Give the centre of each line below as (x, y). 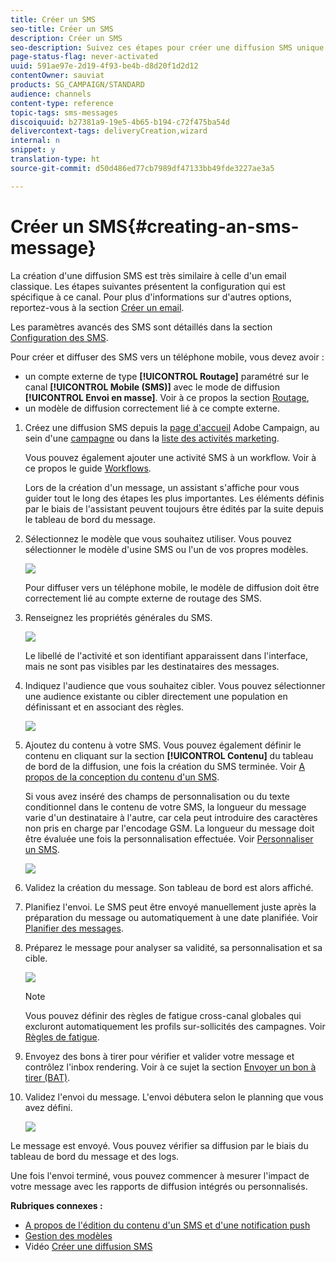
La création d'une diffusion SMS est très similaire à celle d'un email (148, 275)
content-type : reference (62, 103)
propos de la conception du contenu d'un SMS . (122, 777)
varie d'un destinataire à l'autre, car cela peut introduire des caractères (171, 817)
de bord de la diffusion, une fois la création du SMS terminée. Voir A (165, 766)
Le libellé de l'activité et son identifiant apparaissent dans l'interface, (166, 655)
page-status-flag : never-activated (84, 57)
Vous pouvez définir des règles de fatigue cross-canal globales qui (163, 1015)
